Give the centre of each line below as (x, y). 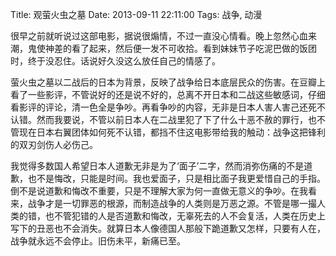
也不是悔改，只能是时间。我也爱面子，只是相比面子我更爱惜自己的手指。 (176, 178)
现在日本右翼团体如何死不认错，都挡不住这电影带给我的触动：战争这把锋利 (172, 132)
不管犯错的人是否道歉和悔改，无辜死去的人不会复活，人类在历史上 (189, 216)
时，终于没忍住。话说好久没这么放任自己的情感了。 (115, 61)
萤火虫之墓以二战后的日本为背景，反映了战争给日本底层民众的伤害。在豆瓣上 (168, 82)
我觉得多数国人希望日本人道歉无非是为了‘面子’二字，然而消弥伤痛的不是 (157, 166)
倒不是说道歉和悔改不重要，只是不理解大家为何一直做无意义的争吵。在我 (159, 191)
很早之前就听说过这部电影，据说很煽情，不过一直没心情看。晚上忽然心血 (159, 36)
